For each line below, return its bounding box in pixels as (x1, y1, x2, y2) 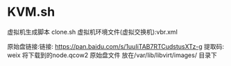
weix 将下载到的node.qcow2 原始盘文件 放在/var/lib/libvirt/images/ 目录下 (7, 51, 217, 59)
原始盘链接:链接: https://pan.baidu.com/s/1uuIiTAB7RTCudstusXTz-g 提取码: (7, 42, 224, 50)
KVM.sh (7, 4, 55, 20)
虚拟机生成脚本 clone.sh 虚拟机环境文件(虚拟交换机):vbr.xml (7, 27, 178, 36)
